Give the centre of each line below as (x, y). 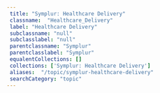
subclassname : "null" (41, 33)
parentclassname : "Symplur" (50, 46)
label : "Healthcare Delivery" (53, 27)
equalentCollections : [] (45, 59)
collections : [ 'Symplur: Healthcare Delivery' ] (80, 66)
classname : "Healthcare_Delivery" (61, 20)
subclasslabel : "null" (43, 40)
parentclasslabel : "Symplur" (52, 53)
